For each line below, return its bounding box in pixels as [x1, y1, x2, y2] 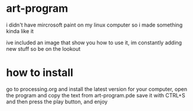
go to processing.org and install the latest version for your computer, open [6, 85, 188, 93]
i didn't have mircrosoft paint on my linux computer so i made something [6, 21, 183, 28]
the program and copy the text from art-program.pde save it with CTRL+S [6, 92, 185, 99]
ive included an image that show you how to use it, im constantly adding [6, 39, 182, 46]
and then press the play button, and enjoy [6, 98, 108, 105]
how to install [6, 66, 73, 80]
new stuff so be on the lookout [6, 45, 81, 52]
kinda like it [6, 27, 34, 34]
